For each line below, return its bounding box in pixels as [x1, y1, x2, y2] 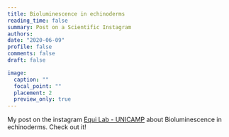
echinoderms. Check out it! [7, 123, 86, 131]
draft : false [7, 57, 46, 64]
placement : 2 [13, 89, 52, 97]
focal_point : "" [13, 82, 62, 89]
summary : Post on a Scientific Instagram [7, 23, 132, 31]
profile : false [7, 43, 52, 50]
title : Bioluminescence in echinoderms [7, 10, 125, 18]
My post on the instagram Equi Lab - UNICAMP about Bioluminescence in [7, 115, 222, 124]
